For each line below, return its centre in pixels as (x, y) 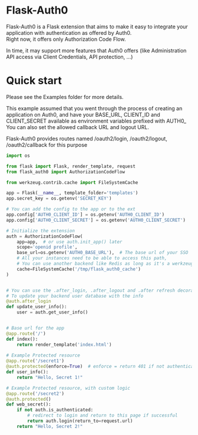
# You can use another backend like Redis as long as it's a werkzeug (105, 263)
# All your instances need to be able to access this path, (92, 258)
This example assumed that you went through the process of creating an (94, 108)
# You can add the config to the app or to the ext (71, 209)
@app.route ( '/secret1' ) (35, 361)
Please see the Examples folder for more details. (65, 97)
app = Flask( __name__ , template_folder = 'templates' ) (72, 193)
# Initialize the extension (41, 230)
